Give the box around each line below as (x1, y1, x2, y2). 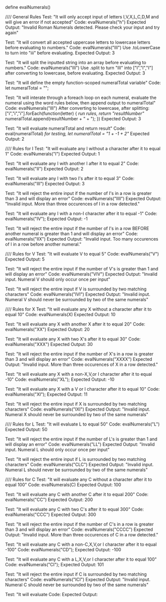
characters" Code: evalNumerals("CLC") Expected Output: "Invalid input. (5, 462, 154, 467)
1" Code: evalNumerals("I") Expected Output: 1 (5, 151, 100, 157)
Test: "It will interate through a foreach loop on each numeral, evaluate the (5, 94, 157, 100)
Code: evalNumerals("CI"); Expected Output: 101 (5, 562, 104, 567)
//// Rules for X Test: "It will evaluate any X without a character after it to (5, 306, 152, 312)
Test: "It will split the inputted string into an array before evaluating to (5, 60, 146, 65)
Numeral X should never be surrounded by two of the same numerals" (5, 412, 149, 417)
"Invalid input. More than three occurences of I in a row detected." (5, 201, 140, 207)
